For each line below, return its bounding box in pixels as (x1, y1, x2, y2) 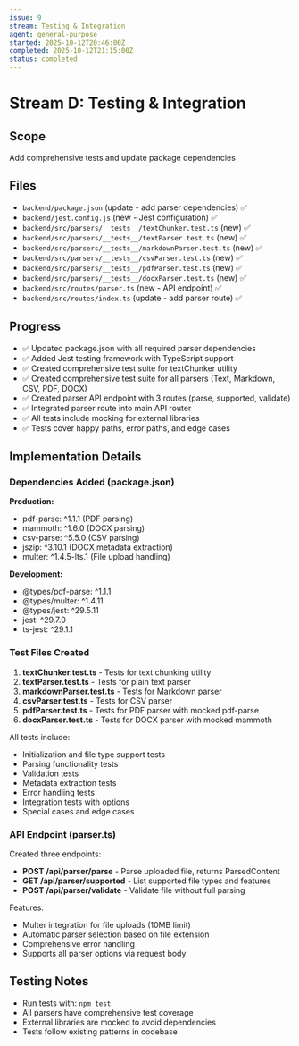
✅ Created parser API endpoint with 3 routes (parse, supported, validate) (21, 392, 291, 403)
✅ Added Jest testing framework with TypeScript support (21, 352, 234, 363)
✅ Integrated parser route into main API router (21, 402, 192, 413)
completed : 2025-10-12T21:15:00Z (9, 46, 134, 55)
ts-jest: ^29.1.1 (21, 624, 74, 635)
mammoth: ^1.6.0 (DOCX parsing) (21, 523, 145, 534)
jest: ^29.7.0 (21, 614, 67, 626)
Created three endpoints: (9, 848, 102, 859)
